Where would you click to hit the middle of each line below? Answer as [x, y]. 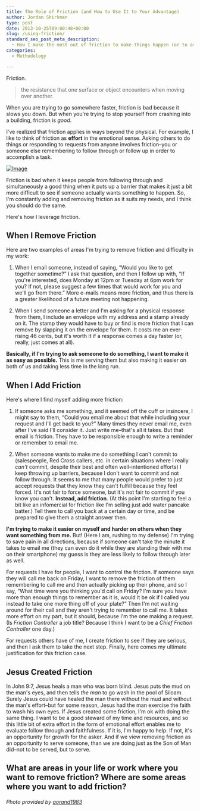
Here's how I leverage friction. [43, 217]
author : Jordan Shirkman [37, 17]
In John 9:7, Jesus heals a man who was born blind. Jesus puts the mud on [98, 686]
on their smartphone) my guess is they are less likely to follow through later [98, 555]
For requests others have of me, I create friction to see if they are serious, [97, 641]
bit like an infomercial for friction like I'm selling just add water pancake [102, 505]
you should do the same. [37, 205]
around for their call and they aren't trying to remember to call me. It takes [97, 610]
